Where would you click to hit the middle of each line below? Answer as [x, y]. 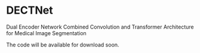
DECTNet [30, 10]
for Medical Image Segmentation [46, 33]
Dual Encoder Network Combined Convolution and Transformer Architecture [100, 27]
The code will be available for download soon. [63, 45]
